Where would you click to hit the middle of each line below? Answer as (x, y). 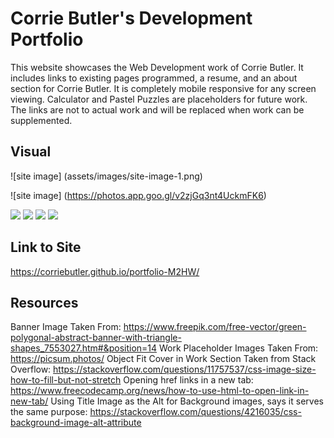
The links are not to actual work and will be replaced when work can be (157, 109)
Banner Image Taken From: (66, 327)
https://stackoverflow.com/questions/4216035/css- (195, 412)
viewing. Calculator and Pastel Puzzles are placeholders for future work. (159, 99)
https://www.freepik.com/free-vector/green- (215, 327)
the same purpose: (49, 412)
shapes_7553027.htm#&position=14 (84, 348)
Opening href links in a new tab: (188, 380)
